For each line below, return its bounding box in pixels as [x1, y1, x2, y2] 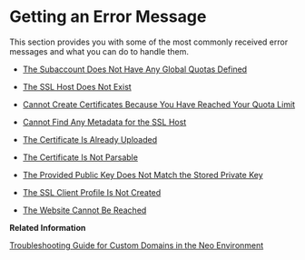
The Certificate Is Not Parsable [22, 152, 139, 163]
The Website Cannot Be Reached [22, 205, 147, 215]
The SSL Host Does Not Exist [22, 81, 132, 92]
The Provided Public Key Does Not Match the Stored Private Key [22, 169, 263, 180]
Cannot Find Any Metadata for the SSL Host [22, 116, 187, 127]
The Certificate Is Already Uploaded [22, 134, 158, 145]
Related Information [9, 222, 86, 233]
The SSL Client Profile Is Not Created [22, 186, 162, 197]
